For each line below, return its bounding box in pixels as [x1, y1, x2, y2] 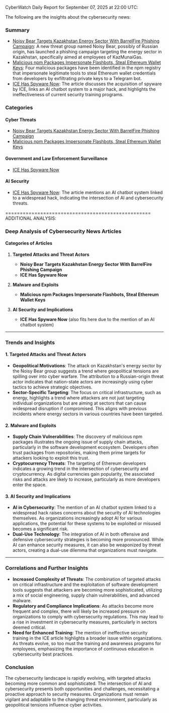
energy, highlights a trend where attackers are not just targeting [12, 395, 145, 401]
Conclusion [5, 664, 34, 671]
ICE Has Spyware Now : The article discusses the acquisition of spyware [12, 81, 162, 87]
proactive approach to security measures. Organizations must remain [5, 691, 149, 697]
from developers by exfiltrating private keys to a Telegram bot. [12, 76, 142, 82]
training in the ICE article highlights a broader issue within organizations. [12, 635, 162, 641]
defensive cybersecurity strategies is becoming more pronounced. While [12, 537, 164, 543]
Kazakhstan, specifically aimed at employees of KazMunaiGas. [12, 54, 143, 60]
